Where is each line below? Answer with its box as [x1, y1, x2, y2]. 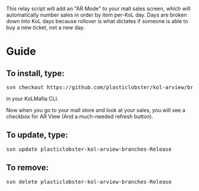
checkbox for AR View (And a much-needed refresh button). [6, 113, 153, 120]
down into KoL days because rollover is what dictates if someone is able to [6, 18, 188, 24]
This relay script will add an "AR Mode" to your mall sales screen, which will [6, 5, 191, 12]
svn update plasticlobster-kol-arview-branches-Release [6, 145, 172, 152]
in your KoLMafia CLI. [6, 95, 59, 102]
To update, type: [6, 130, 68, 140]
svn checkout [6, 84, 44, 91]
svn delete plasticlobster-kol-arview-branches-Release [6, 178, 172, 185]
